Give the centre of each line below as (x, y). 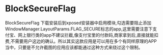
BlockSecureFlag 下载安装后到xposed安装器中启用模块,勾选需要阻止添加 (78, 23)
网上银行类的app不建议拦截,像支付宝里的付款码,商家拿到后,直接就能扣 (88, 35)
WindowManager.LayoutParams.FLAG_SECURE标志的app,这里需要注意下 (79, 29)
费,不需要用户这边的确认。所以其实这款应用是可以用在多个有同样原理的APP (81, 41)
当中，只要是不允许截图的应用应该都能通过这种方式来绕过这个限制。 (74, 47)
